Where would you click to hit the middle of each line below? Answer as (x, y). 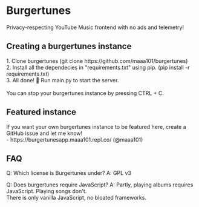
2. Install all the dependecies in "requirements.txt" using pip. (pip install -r (98, 67)
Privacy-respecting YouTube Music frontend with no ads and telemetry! (95, 27)
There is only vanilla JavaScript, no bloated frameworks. (77, 198)
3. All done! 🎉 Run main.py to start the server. (63, 80)
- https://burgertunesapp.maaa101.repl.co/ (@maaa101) (75, 139)
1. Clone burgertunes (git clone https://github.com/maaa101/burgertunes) (97, 61)
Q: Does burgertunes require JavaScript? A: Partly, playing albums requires (100, 185)
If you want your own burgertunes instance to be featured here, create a (96, 126)
